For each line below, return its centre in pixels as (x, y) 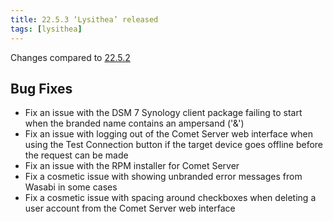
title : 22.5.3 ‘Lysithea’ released (84, 19)
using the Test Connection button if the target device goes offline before (174, 145)
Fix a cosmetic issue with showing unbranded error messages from (163, 177)
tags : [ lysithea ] (46, 29)
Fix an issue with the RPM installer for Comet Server (132, 166)
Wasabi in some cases (71, 187)
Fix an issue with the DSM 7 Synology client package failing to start (163, 113)
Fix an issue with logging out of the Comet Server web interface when (168, 134)
